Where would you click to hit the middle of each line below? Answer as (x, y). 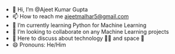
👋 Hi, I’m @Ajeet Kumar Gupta (50, 10)
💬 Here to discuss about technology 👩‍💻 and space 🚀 (78, 38)
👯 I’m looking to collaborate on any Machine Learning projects (91, 32)
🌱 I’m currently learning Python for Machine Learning (79, 25)
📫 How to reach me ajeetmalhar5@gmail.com (70, 16)
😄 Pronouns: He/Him (39, 45)
